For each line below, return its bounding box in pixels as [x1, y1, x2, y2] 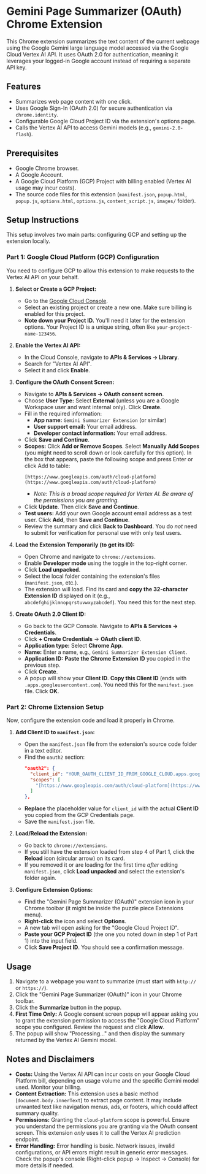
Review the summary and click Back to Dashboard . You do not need [24, 523, 197, 530]
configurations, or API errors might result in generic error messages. [15, 1148, 188, 1156]
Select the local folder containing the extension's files [24, 572, 161, 580]
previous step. [24, 661, 61, 669]
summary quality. [15, 1109, 59, 1117]
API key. [6, 63, 27, 71]
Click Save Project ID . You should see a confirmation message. [24, 943, 184, 951]
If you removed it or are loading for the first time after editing [24, 861, 178, 869]
